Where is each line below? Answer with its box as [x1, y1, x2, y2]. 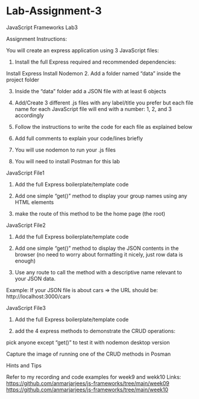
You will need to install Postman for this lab [14, 157, 120, 164]
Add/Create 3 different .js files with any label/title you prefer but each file [14, 99, 194, 106]
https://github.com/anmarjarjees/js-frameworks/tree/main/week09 [6, 379, 170, 387]
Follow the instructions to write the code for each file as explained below [14, 123, 193, 130]
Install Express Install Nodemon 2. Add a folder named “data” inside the [6, 69, 181, 77]
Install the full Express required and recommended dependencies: [14, 58, 176, 65]
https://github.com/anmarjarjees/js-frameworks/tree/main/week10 [6, 386, 169, 393]
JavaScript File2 [6, 221, 46, 229]
